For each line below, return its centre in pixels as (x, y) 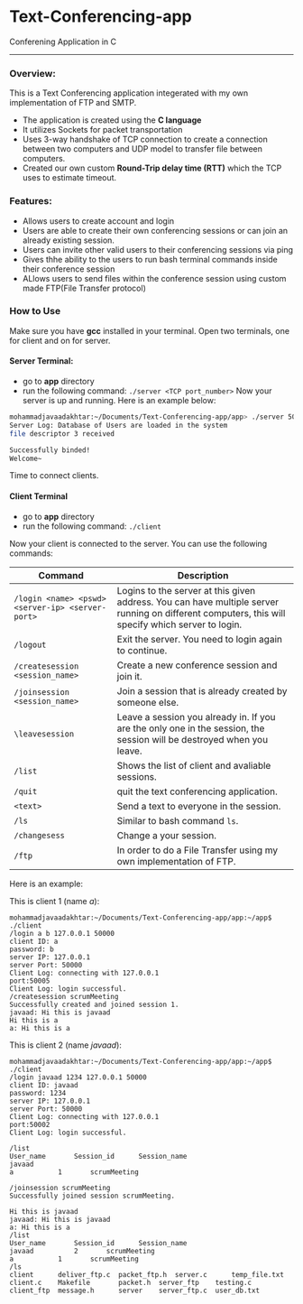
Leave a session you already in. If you (196, 717)
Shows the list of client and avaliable (194, 765)
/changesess (40, 835)
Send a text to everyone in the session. (199, 806)
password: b (32, 949)
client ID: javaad (44, 1085)
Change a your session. (167, 835)
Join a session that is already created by (202, 690)
